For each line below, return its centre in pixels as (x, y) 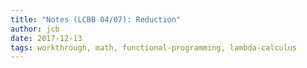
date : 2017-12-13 (46, 38)
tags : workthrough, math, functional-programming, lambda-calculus (154, 47)
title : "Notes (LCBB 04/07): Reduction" (96, 19)
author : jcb (35, 29)
